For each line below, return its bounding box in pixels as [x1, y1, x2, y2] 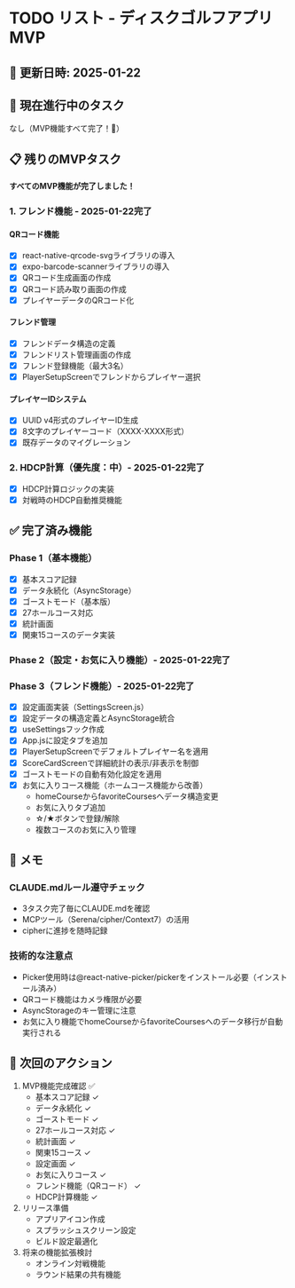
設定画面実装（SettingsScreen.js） [21, 702, 149, 713]
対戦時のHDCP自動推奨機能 [21, 494, 122, 505]
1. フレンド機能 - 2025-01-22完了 [9, 205, 152, 217]
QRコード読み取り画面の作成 [21, 283, 127, 294]
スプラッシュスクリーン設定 [35, 1225, 136, 1236]
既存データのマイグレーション [21, 437, 131, 448]
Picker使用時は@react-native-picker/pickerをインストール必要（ [21, 971, 257, 982]
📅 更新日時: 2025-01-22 [9, 65, 142, 80]
